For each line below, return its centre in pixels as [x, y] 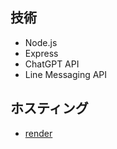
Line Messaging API [66, 74]
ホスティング [49, 108]
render [38, 133]
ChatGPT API [52, 64]
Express [41, 53]
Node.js [41, 42]
